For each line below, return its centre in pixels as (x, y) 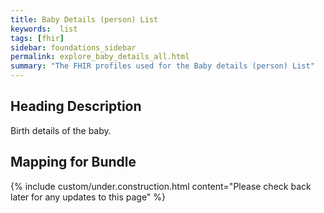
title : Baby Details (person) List (84, 19)
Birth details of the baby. (61, 130)
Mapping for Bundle (73, 162)
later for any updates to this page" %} (88, 197)
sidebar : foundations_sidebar (73, 47)
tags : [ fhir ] (37, 38)
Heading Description (76, 106)
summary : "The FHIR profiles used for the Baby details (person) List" (162, 66)
